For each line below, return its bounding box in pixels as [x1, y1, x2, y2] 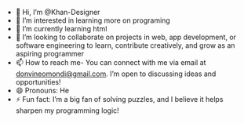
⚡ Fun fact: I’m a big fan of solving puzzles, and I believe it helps [15, 95, 224, 103]
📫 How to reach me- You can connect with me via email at [15, 58, 206, 67]
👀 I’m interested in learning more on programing [15, 16, 170, 25]
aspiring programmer [15, 49, 85, 58]
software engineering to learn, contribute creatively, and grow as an [15, 41, 235, 50]
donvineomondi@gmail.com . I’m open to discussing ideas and [15, 69, 217, 78]
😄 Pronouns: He [15, 86, 69, 95]
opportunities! [15, 78, 61, 86]
